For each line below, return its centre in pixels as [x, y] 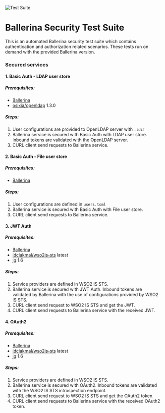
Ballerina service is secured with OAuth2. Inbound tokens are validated [84, 385]
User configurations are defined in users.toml [59, 204]
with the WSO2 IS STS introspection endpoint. [59, 390]
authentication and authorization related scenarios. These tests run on [77, 47]
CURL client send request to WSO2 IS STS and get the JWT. [74, 305]
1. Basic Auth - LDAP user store [38, 76]
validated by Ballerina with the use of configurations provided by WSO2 [85, 295]
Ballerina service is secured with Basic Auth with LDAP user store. [80, 135]
